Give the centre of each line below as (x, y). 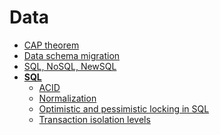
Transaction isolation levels (94, 119)
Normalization (67, 98)
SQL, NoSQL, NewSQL (70, 66)
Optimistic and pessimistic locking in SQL (124, 108)
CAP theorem (51, 45)
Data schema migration (72, 55)
